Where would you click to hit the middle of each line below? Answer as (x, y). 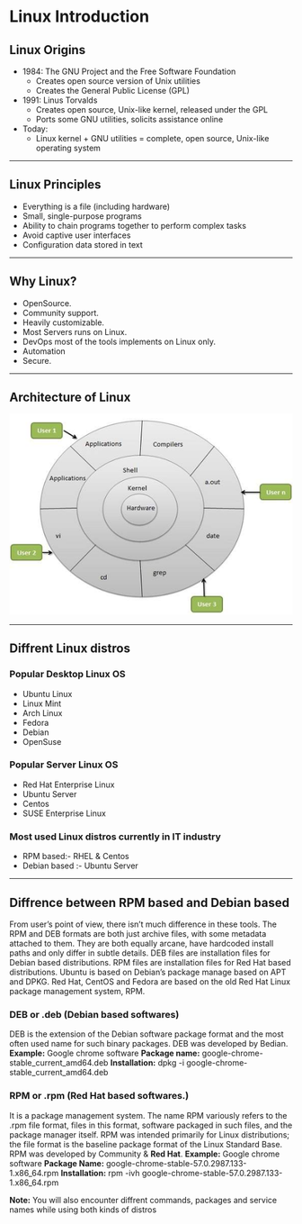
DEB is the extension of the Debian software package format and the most (147, 1034)
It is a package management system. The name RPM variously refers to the (148, 1115)
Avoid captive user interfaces (76, 235)
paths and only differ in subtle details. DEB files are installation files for (140, 953)
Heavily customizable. (63, 322)
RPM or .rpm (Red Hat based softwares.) (99, 1096)
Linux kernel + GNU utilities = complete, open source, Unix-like (152, 138)
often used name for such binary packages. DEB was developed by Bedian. (149, 1044)
